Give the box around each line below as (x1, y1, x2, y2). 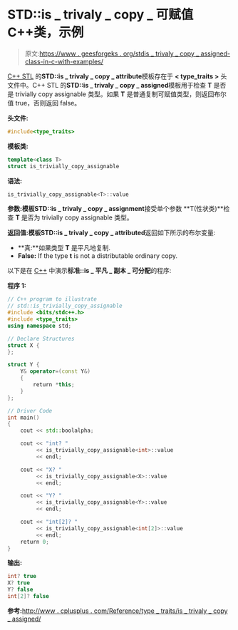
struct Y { (7, 361, 40, 368)
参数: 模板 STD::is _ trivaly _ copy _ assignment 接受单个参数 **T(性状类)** (7, 205, 224, 213)
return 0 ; (20, 538, 50, 545)
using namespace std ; (7, 322, 72, 329)
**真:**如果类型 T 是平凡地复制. (17, 244, 111, 252)
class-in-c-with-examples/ (24, 57, 104, 66)
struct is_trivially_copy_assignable (7, 162, 120, 170)
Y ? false (7, 586, 33, 594)
